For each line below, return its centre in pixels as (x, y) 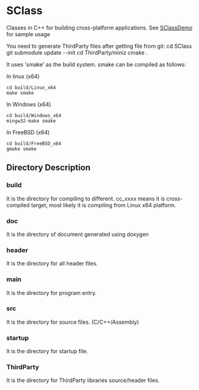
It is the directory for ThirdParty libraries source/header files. (83, 380)
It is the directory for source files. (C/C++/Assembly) (73, 322)
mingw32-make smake (31, 121)
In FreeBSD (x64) (28, 132)
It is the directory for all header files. (52, 264)
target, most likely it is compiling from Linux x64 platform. (103, 205)
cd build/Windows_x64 (34, 115)
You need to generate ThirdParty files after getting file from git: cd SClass (99, 46)
